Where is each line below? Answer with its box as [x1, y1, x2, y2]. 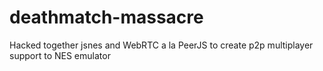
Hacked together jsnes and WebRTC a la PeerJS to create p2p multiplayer [9, 39, 314, 51]
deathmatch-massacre [9, 6, 204, 29]
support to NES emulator [9, 49, 111, 61]
